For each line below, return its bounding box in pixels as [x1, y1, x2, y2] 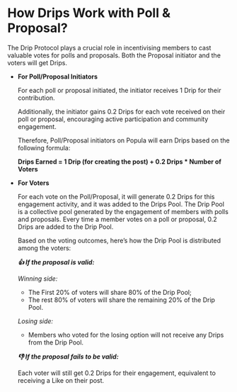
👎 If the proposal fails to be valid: [17, 352, 119, 361]
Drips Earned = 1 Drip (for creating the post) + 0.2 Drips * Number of [17, 157, 221, 166]
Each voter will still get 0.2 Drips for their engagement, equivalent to [17, 369, 216, 377]
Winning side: [17, 274, 58, 283]
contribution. [17, 94, 55, 102]
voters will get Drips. [7, 58, 67, 67]
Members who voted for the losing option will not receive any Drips [28, 330, 224, 339]
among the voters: [17, 243, 71, 252]
